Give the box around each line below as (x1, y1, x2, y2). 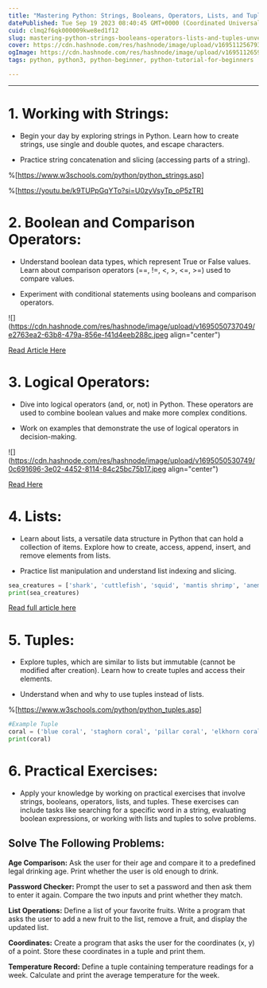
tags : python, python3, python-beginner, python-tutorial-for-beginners (8, 56, 254, 64)
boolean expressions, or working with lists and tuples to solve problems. (19, 813, 257, 823)
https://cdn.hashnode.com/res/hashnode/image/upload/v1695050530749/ (10, 455, 256, 465)
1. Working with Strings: (8, 105, 169, 123)
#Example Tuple (8, 721, 59, 729)
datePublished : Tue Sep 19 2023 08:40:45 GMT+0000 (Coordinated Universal (8, 19, 261, 27)
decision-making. (19, 431, 77, 441)
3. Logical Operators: (8, 373, 150, 391)
